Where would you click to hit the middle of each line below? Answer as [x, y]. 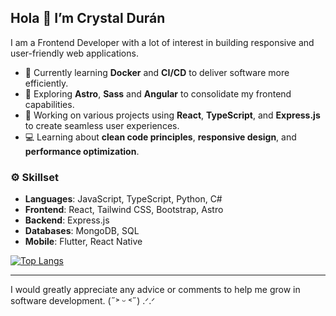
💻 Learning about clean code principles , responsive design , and [160, 137]
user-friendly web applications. [74, 53]
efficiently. [46, 83]
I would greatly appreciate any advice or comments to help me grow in [155, 290]
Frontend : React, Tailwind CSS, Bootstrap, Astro [124, 210]
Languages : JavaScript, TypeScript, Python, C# [123, 199]
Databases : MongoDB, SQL [82, 231]
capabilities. [49, 104]
